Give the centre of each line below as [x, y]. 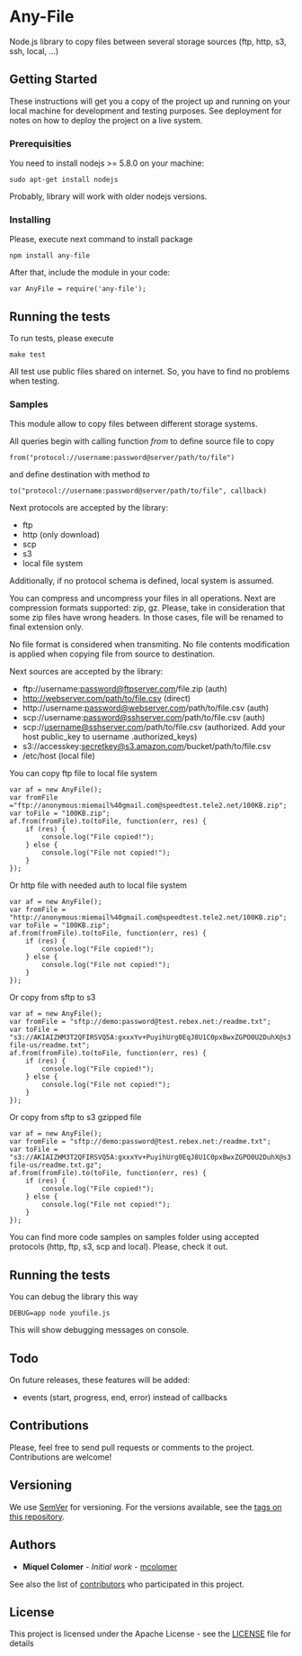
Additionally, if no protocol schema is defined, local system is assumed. [142, 581]
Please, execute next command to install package [101, 240]
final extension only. [46, 627]
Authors [33, 1545]
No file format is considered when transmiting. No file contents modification [150, 645]
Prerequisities [40, 143]
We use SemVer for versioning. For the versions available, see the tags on [146, 1507]
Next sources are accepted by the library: [86, 672]
